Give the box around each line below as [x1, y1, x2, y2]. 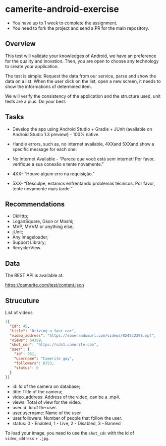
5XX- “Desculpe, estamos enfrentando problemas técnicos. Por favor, [12, 180, 155, 186]
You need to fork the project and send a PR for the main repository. [12, 25, 150, 31]
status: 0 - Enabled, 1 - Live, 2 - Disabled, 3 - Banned [12, 421, 121, 427]
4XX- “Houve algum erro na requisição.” [12, 170, 95, 177]
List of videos [5, 309, 33, 315]
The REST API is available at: [5, 272, 64, 279]
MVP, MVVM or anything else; [12, 223, 74, 229]
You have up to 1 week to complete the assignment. [12, 20, 118, 26]
